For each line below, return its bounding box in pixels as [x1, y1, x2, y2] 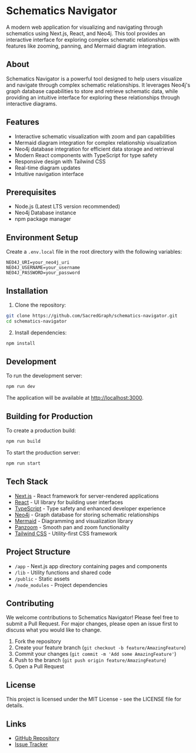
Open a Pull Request [14, 663, 65, 670]
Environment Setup [6, 233, 78, 243]
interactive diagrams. [6, 100, 58, 107]
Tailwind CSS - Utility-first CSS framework [14, 530, 118, 537]
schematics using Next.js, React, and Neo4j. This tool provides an [6, 29, 166, 37]
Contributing [6, 598, 54, 608]
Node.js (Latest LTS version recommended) [14, 203, 121, 210]
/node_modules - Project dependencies [14, 581, 108, 588]
